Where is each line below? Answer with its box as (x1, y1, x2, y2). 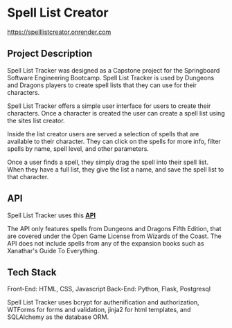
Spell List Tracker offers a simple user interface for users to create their (7, 102, 211, 110)
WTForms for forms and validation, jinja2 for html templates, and (7, 306, 191, 314)
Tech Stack (7, 266, 57, 278)
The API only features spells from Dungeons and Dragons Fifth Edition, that (7, 224, 222, 233)
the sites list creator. (7, 116, 65, 125)
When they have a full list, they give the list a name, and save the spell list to (7, 165, 224, 174)
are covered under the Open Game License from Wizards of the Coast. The (7, 232, 222, 240)
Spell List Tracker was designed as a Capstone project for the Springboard (7, 66, 220, 74)
